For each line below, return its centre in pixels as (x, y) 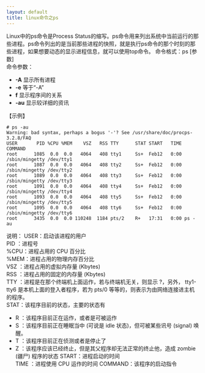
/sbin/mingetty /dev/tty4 (39, 191)
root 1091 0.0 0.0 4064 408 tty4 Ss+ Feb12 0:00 (94, 186)
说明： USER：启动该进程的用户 (47, 236)
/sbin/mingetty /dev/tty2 (39, 170)
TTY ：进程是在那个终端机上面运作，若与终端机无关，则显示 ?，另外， (95, 282)
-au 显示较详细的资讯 (42, 102)
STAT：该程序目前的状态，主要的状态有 (56, 304)
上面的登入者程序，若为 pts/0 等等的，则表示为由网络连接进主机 (114, 289)
